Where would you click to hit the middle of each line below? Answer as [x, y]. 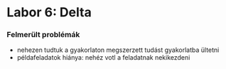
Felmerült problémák [43, 35]
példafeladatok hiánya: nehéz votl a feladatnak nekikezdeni [103, 58]
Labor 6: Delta [49, 12]
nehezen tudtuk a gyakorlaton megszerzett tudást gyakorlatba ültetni [118, 50]
